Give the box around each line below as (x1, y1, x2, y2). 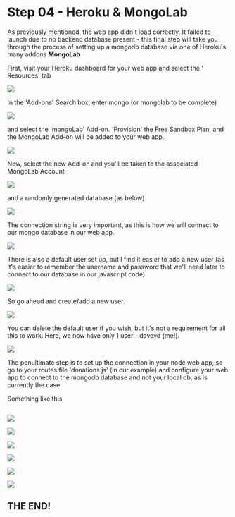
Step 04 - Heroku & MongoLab (7, 4, 188, 20)
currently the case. (7, 380, 62, 389)
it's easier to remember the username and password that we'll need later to (7, 262, 225, 271)
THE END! (7, 500, 51, 512)
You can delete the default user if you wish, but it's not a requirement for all (7, 324, 226, 332)
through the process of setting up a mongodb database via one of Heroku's (7, 42, 227, 51)
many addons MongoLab (7, 50, 81, 59)
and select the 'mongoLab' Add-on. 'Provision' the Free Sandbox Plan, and (7, 125, 224, 133)
